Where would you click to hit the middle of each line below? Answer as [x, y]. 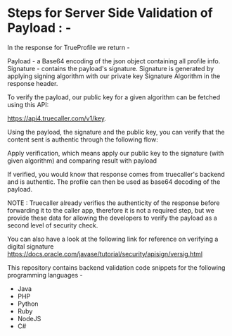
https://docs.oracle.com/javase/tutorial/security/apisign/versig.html [105, 254]
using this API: [28, 104]
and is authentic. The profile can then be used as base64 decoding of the [114, 182]
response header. [33, 83]
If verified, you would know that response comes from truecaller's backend [116, 174]
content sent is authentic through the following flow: [83, 139]
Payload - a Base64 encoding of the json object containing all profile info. [114, 61]
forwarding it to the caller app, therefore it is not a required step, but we [111, 210]
